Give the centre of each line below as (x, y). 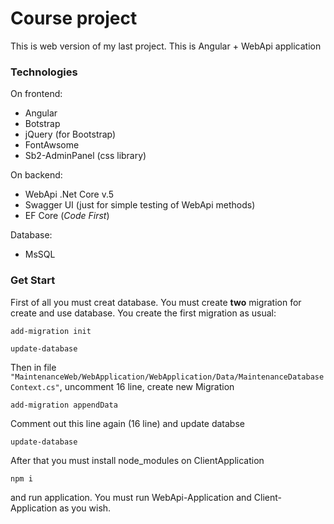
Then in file (33, 367)
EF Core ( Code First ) (67, 216)
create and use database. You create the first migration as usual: (143, 313)
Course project (74, 18)
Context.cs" (35, 387)
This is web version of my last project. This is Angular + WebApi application (166, 46)
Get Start (33, 280)
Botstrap (42, 124)
